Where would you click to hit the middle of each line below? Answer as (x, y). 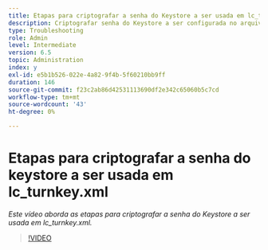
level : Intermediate (43, 45)
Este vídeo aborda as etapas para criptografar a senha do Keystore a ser (129, 214)
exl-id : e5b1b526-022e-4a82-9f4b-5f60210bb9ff (87, 75)
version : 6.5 (30, 53)
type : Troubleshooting (46, 30)
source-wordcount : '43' (48, 104)
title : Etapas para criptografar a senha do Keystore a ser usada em (126, 16)
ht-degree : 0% (32, 112)
